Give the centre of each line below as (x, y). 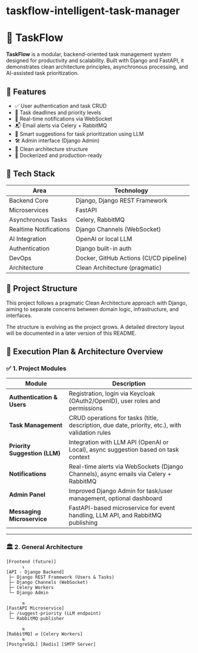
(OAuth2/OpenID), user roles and (115, 401)
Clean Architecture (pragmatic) (119, 267)
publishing (83, 523)
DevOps (20, 258)
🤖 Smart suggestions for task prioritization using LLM (79, 133)
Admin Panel (27, 495)
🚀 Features (26, 92)
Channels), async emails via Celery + (120, 474)
